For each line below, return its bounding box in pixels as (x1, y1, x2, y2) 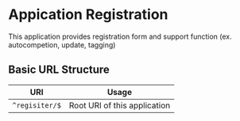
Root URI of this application (68, 100, 171, 111)
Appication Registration (8, 6, 168, 24)
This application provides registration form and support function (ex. (8, 32, 232, 41)
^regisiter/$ (12, 100, 62, 110)
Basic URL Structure (8, 63, 110, 77)
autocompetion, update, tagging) (8, 40, 116, 49)
